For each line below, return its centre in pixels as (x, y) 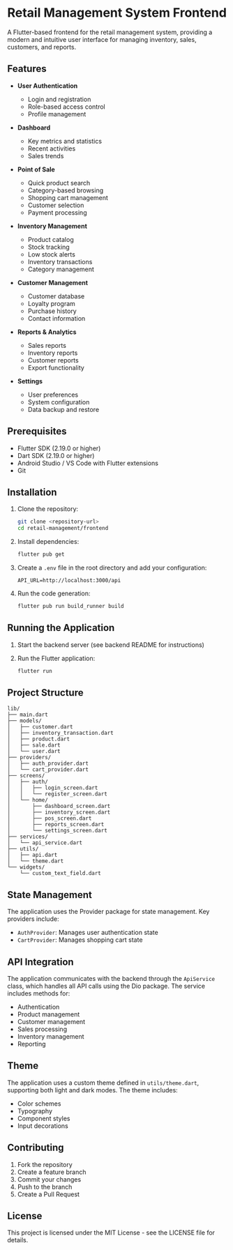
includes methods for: (39, 993)
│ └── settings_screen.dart (58, 831)
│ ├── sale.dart (34, 745)
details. (18, 1240)
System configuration (59, 402)
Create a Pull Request (48, 1194)
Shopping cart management (68, 197)
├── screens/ (26, 776)
